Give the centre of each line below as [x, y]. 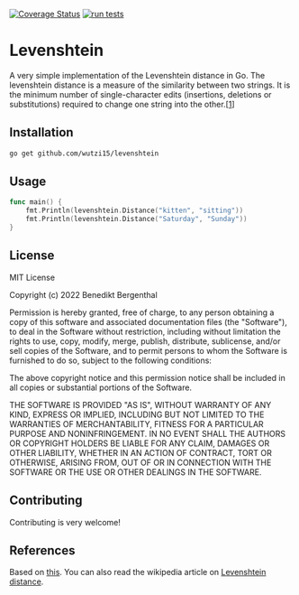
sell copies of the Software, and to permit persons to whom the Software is [149, 350]
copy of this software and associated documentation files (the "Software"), [149, 321]
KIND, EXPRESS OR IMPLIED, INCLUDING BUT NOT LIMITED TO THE [137, 414]
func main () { [36, 202]
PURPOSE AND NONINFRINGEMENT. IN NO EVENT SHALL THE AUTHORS [148, 433]
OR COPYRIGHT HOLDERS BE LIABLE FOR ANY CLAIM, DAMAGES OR [140, 443]
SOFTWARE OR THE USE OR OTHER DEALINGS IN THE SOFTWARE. [136, 472]
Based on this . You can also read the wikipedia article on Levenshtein [138, 572]
